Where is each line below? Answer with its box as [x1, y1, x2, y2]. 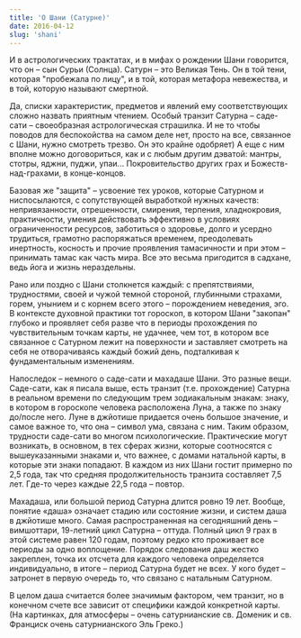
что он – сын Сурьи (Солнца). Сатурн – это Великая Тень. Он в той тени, [9, 64, 288, 75]
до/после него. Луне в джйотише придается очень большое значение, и [9, 412, 289, 423]
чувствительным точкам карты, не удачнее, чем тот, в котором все [9, 327, 270, 338]
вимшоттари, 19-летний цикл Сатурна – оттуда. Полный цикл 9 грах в [9, 524, 278, 536]
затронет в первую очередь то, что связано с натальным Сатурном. [9, 573, 272, 584]
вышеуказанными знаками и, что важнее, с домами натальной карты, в [9, 450, 286, 460]
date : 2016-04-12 [9, 22, 75, 31]
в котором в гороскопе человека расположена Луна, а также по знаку [9, 402, 282, 413]
